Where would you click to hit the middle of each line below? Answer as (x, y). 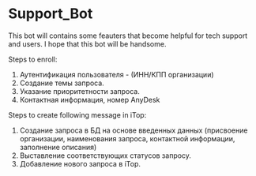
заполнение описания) (58, 147)
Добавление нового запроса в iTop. (80, 163)
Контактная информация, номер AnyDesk (90, 99)
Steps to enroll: (33, 59)
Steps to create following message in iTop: (77, 114)
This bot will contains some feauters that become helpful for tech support (128, 36)
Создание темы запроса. (62, 83)
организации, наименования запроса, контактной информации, (127, 138)
